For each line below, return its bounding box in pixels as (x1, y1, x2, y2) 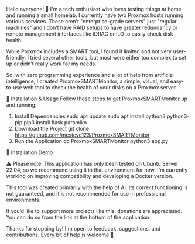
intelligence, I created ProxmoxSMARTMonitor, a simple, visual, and (6, 78, 169, 85)
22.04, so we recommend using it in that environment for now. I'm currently (6, 166, 188, 173)
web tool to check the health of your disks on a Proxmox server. (23, 84, 177, 90)
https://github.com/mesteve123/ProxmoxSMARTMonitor (14, 131, 150, 138)
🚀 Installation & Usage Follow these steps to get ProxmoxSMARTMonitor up (6, 95, 188, 102)
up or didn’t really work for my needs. (6, 60, 97, 67)
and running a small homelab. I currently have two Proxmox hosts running (6, 12, 184, 19)
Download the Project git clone (14, 126, 90, 132)
